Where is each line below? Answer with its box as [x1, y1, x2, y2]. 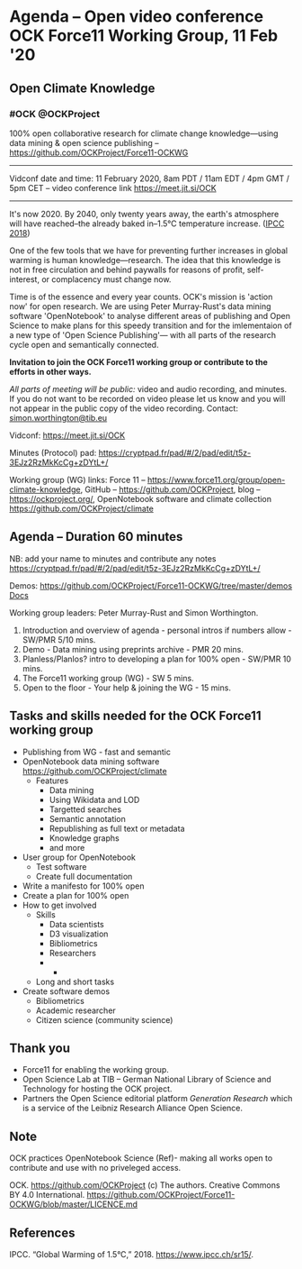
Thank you [9, 1040, 70, 1055]
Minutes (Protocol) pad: [9, 447, 97, 458]
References [9, 1225, 75, 1240]
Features [35, 775, 69, 786]
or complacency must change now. [41, 273, 172, 285]
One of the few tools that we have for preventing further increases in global [9, 245, 289, 256]
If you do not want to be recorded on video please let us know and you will [9, 393, 286, 404]
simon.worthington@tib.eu [9, 412, 108, 423]
